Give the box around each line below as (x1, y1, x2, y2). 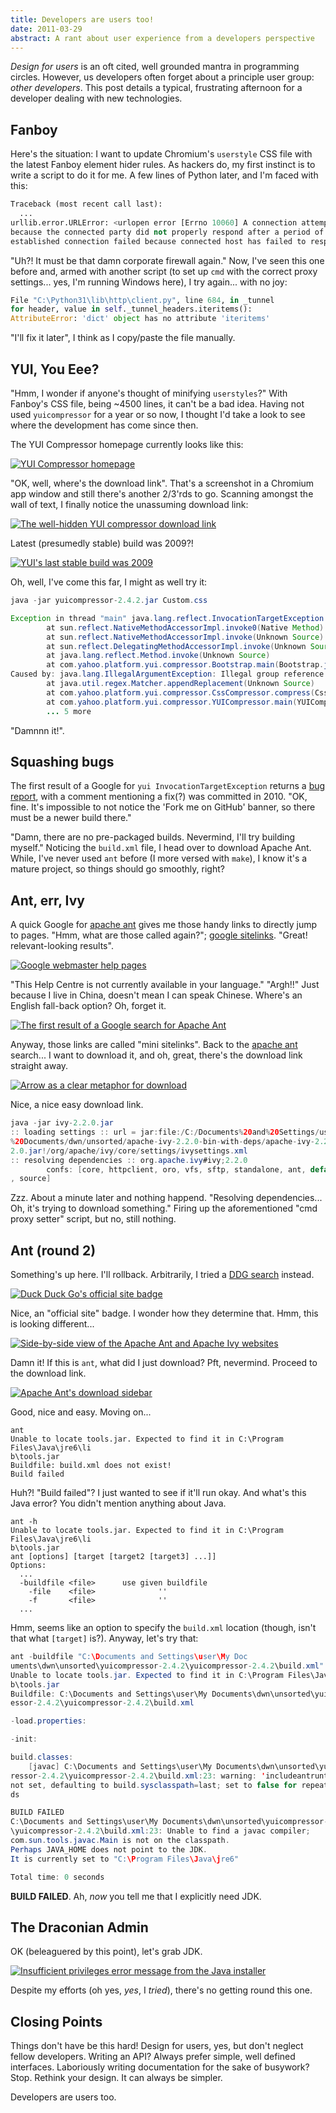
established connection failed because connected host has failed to (10, 236, 307, 246)
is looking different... (10, 1318, 95, 1330)
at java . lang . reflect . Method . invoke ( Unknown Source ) (46, 651, 271, 661)
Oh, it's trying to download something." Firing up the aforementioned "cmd (10, 1202, 318, 1215)
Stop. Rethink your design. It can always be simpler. (10, 2072, 223, 2084)
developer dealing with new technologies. (10, 92, 183, 105)
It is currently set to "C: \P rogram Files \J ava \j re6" (10, 1854, 240, 1864)
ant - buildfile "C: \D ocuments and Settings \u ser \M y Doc (10, 1652, 248, 1662)
